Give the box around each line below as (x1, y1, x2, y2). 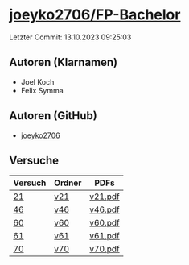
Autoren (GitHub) (9, 109, 97, 122)
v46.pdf (88, 204, 120, 215)
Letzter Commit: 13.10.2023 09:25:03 (9, 32, 132, 42)
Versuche (9, 153, 60, 167)
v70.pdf (88, 243, 120, 255)
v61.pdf (88, 230, 120, 242)
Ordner (54, 177, 82, 188)
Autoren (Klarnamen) (9, 56, 118, 69)
